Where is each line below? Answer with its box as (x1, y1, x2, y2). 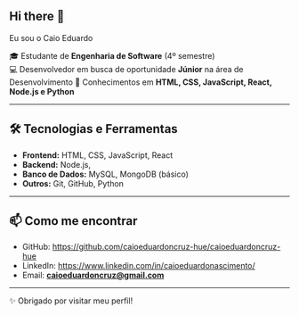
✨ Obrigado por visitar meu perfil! (9, 295, 133, 306)
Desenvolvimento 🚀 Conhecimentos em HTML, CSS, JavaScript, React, (9, 77, 272, 87)
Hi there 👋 (9, 9, 65, 24)
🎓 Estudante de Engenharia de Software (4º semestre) (9, 50, 215, 61)
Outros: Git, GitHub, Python (21, 178, 125, 188)
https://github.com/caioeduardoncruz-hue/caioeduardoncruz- (52, 242, 281, 253)
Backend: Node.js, (21, 159, 92, 170)
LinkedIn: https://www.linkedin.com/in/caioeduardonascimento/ (21, 261, 255, 271)
